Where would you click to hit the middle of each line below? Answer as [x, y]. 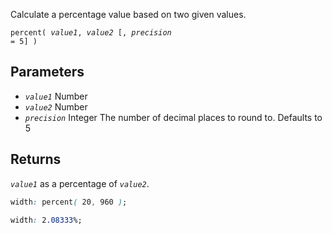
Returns [36, 159]
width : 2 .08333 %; [46, 220]
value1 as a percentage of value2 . [80, 183]
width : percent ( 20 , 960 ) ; [69, 202]
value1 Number [56, 96]
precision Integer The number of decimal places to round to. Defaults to [173, 117]
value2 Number [56, 106]
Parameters [47, 72]
